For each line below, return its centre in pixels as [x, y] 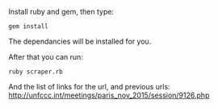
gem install [28, 27]
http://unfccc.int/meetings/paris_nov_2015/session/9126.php [109, 95]
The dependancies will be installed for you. [80, 41]
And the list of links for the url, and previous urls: [90, 87]
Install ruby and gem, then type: [61, 12]
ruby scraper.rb [36, 72]
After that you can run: [46, 57]
